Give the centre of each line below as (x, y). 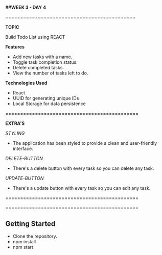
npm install (24, 241)
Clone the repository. (35, 236)
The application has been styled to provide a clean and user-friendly (85, 143)
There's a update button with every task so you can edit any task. (82, 188)
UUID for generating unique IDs (46, 98)
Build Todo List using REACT (35, 37)
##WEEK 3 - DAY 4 (26, 7)
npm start (23, 247)
